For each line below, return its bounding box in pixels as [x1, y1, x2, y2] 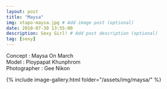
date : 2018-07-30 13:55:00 [6, 25, 73, 31]
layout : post [6, 8, 39, 15]
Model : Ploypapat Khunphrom [6, 58, 81, 65]
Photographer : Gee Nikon [6, 65, 70, 71]
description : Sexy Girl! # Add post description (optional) [6, 31, 159, 37]
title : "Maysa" [6, 14, 44, 20]
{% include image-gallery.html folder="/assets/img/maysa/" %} [6, 76, 162, 83]
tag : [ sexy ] [6, 36, 36, 42]
